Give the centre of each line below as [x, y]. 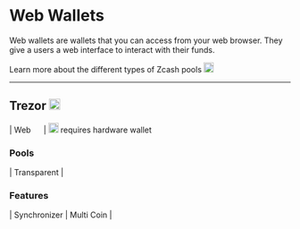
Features [29, 195]
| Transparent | [37, 173]
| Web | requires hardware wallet [80, 130]
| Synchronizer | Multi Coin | [61, 215]
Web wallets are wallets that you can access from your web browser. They [146, 40]
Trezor [28, 106]
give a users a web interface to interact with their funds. [112, 49]
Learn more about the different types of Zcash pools [106, 69]
